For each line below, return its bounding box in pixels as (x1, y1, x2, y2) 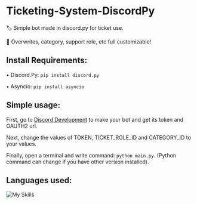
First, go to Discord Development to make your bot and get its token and (6, 116, 184, 123)
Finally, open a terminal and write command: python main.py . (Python (6, 152, 177, 159)
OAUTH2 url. (6, 122, 38, 129)
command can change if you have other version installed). (6, 158, 149, 165)
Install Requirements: (6, 55, 88, 66)
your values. (6, 140, 37, 147)
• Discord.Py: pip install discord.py (6, 71, 100, 78)
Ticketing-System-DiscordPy (6, 4, 155, 18)
